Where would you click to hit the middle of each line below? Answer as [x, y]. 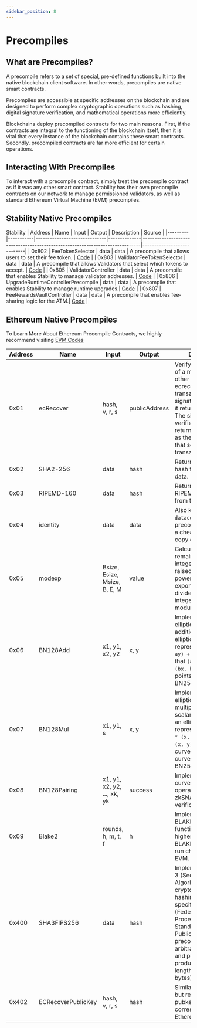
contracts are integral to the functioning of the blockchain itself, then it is [94, 130]
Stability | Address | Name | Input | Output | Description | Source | [85, 233]
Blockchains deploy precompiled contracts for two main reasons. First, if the [98, 124]
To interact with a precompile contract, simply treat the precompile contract [97, 181]
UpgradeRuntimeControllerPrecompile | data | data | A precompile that [91, 283]
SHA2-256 [55, 469]
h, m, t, [112, 836]
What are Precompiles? [50, 62]
